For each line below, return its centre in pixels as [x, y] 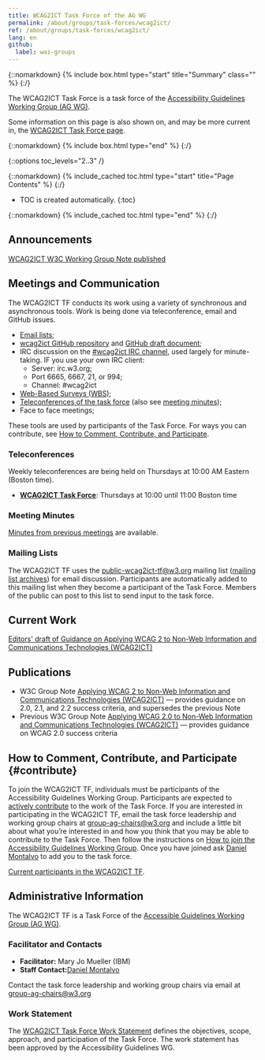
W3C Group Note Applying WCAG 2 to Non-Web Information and [125, 692]
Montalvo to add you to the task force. [70, 856]
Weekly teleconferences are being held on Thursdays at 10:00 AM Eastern [129, 471]
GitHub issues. [32, 319]
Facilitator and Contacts [55, 944]
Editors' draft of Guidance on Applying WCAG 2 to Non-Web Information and [132, 639]
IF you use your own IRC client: [94, 360]
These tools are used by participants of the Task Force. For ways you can [127, 425]
